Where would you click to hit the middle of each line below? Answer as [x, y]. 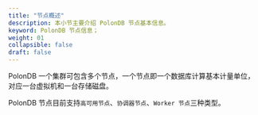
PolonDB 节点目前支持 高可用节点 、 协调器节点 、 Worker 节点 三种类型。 [117, 103]
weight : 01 [26, 38]
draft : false [30, 52]
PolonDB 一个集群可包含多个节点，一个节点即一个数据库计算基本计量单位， [131, 76]
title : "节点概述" [37, 15]
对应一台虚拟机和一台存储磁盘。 [61, 86]
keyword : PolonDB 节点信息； [54, 30]
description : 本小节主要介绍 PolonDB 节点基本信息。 [89, 23]
